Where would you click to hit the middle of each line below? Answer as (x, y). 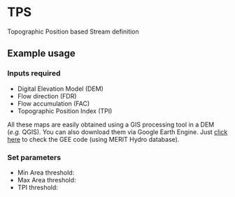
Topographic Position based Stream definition (73, 31)
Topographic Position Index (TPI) (65, 111)
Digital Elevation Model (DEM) (60, 89)
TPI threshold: (37, 187)
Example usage (41, 53)
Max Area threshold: (47, 180)
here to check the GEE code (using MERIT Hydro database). (93, 139)
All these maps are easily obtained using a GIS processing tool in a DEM (111, 124)
